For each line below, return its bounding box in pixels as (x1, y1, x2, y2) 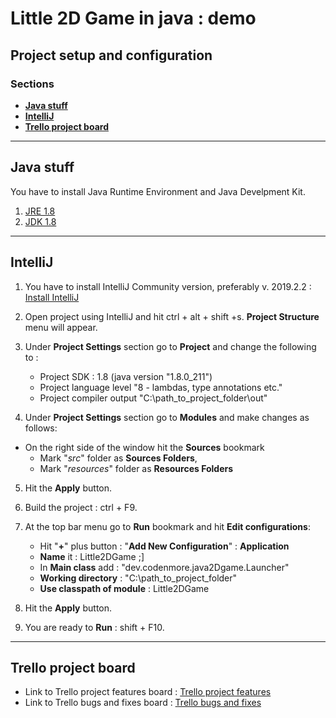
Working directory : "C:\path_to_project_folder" (39, 572, 238, 584)
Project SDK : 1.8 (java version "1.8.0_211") (39, 370, 213, 382)
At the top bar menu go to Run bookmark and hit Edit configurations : (24, 520, 311, 532)
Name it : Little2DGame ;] (39, 550, 145, 562)
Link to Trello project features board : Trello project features (24, 686, 272, 698)
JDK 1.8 (24, 215, 57, 227)
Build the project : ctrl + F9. (24, 501, 138, 513)
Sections (10, 77, 55, 91)
